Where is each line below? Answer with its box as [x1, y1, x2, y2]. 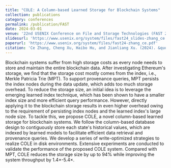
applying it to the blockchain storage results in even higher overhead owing [5, 102, 163, 108]
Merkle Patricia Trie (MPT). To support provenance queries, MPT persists [5, 75, 159, 81]
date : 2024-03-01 [5, 26, 42, 32]
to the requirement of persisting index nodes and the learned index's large [5, 108, 161, 114]
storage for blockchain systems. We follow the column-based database [5, 119, 155, 125]
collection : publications [5, 12, 60, 17]
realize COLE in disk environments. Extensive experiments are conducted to [5, 141, 164, 147]
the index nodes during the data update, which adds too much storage [5, 81, 153, 87]
